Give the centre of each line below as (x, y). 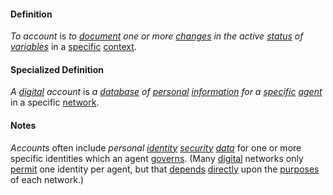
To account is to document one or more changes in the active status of (157, 36)
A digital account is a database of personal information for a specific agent (166, 92)
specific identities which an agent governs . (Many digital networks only (157, 158)
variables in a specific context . (73, 47)
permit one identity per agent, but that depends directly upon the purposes (165, 169)
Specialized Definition (57, 69)
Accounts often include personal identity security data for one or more (156, 147)
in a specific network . (55, 102)
